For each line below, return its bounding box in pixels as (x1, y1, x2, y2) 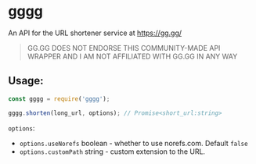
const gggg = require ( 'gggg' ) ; (8, 94, 110, 103)
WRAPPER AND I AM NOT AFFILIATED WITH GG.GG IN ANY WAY (27, 52, 238, 61)
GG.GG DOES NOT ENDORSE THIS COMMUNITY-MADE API (27, 43, 221, 52)
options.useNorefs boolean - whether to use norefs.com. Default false (19, 138, 248, 148)
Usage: (8, 74, 45, 87)
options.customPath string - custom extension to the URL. (19, 147, 206, 156)
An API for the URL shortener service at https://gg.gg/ (8, 28, 182, 37)
